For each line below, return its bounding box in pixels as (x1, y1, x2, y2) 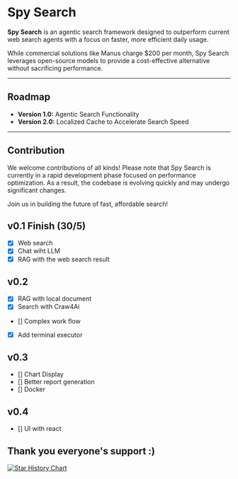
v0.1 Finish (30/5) (7, 220, 86, 232)
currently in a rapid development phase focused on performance (7, 171, 196, 179)
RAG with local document (17, 294, 92, 303)
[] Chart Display (17, 370, 64, 379)
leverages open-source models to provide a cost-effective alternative (7, 56, 210, 64)
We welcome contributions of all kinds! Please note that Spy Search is (7, 163, 211, 172)
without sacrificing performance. (7, 64, 103, 72)
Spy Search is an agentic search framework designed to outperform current (7, 28, 230, 36)
